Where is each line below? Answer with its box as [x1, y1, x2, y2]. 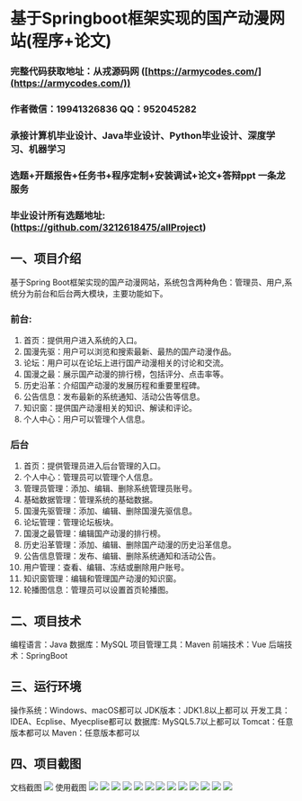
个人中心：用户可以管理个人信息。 [22, 414, 150, 424]
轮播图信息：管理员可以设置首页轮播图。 [22, 585, 173, 596]
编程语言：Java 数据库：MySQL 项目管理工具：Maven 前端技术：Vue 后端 [10, 639, 285, 650]
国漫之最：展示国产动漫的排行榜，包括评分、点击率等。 [22, 369, 228, 379]
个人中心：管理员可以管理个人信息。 [22, 472, 158, 483]
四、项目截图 [10, 756, 82, 771]
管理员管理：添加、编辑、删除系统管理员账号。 [22, 483, 197, 494]
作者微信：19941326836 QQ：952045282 [10, 103, 197, 115]
